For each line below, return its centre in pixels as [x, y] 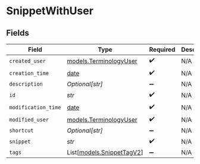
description [26, 84]
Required [162, 50]
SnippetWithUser [50, 11]
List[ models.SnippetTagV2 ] [105, 152]
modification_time [35, 107]
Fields [18, 33]
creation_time [29, 73]
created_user [28, 61]
